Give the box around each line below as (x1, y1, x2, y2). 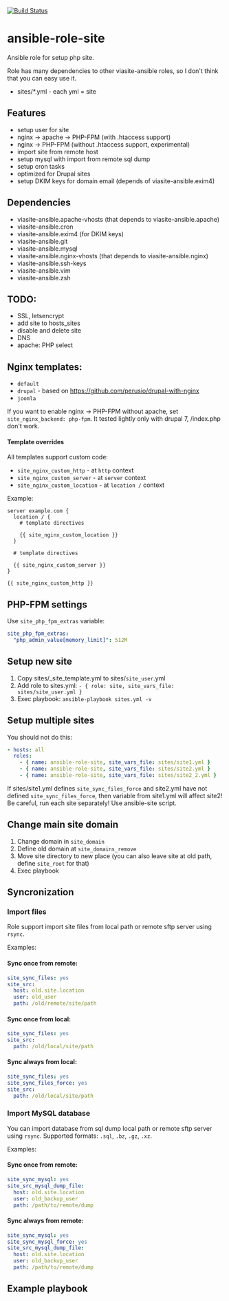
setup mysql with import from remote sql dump (17, 155, 151, 163)
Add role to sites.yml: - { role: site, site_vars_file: (17, 681, 175, 689)
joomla (17, 395, 36, 402)
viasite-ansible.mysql (17, 244, 78, 253)
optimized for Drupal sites (17, 169, 91, 178)
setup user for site (17, 125, 69, 134)
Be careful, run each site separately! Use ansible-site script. (7, 799, 177, 807)
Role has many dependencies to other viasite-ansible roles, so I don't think (7, 66, 219, 75)
